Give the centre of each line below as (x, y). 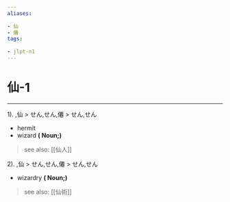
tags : (15, 39)
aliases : (20, 13)
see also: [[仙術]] (48, 192)
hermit (26, 128)
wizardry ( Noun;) (42, 177)
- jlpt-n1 (21, 52)
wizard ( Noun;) (39, 135)
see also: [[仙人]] (48, 149)
